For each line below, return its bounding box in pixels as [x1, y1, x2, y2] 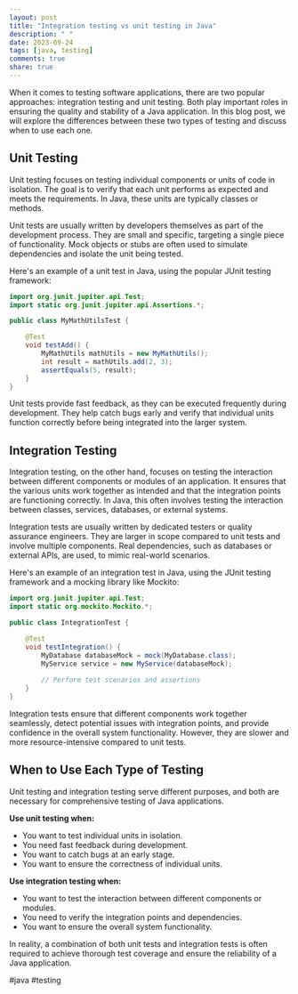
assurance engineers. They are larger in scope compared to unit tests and [9, 531, 281, 542]
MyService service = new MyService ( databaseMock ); [41, 659, 233, 668]
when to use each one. [9, 125, 93, 135]
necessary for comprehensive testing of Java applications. [9, 796, 224, 806]
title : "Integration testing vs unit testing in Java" [9, 21, 217, 30]
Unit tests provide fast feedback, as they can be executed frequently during [9, 398, 287, 409]
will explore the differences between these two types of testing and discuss [9, 115, 287, 125]
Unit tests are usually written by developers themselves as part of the [9, 220, 264, 230]
